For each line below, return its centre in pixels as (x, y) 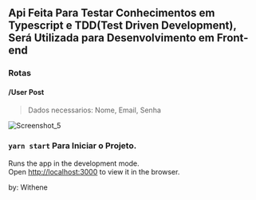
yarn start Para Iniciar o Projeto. (73, 146)
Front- (232, 38)
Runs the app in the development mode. (74, 163)
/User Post (26, 92)
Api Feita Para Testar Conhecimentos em (112, 13)
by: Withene (28, 187)
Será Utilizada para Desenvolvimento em (112, 38)
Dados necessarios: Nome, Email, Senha (95, 110)
